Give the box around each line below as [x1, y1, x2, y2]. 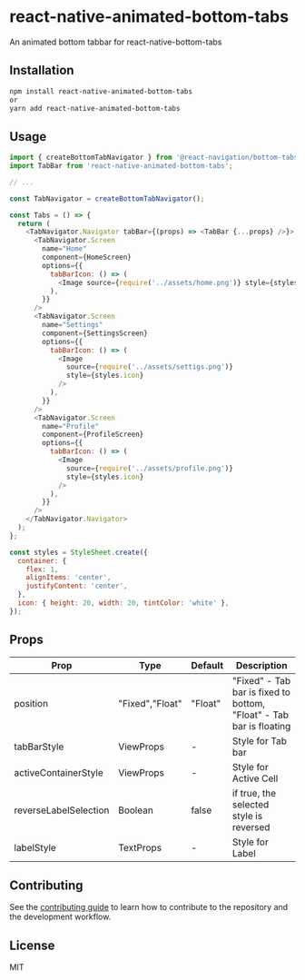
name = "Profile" [42, 421, 100, 431]
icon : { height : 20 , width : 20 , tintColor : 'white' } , [17, 599, 230, 608]
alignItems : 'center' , [25, 573, 112, 582]
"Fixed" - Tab [231, 674, 291, 687]
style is [231, 809, 263, 822]
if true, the [231, 787, 277, 799]
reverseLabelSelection [14, 804, 110, 817]
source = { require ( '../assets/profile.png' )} [66, 463, 233, 473]
